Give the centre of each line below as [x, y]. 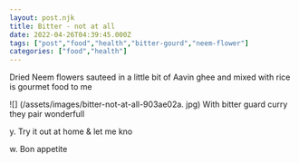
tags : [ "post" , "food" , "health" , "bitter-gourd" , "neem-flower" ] [129, 43]
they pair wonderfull [47, 114]
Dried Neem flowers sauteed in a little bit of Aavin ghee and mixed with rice [150, 77]
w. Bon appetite [39, 149]
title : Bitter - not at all [63, 26]
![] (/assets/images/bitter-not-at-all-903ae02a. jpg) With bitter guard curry [149, 104]
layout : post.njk [42, 18]
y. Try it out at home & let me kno [71, 131]
